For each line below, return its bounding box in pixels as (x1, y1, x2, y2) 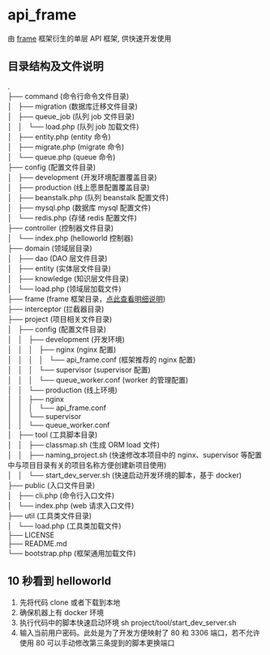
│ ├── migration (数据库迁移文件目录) (7, 101, 139, 111)
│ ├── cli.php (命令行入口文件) (7, 490, 115, 500)
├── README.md (7, 538, 67, 548)
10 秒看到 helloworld (7, 574, 111, 589)
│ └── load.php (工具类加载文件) (7, 520, 122, 530)
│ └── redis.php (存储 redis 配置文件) (7, 212, 137, 222)
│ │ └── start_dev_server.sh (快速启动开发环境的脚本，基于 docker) (7, 470, 242, 480)
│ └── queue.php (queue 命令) (7, 152, 116, 161)
